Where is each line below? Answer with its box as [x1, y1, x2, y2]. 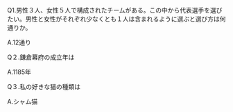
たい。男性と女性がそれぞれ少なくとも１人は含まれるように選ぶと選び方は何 [7, 15, 226, 23]
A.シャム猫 [7, 97, 38, 106]
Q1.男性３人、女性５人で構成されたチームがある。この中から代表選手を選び [7, 6, 223, 14]
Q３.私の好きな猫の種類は [7, 83, 81, 90]
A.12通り [7, 38, 31, 47]
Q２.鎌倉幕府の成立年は [7, 53, 75, 61]
